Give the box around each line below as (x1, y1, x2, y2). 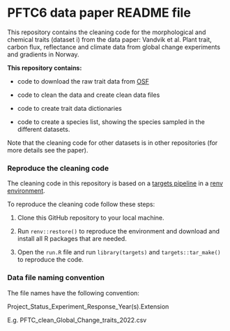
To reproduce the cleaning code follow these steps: (7, 200, 155, 208)
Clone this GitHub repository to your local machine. (17, 214, 165, 222)
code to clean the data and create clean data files (17, 91, 160, 99)
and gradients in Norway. (7, 50, 79, 59)
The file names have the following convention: (7, 288, 139, 297)
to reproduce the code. (17, 256, 84, 264)
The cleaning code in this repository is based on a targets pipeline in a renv (7, 179, 223, 187)
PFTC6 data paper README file (7, 5, 192, 21)
